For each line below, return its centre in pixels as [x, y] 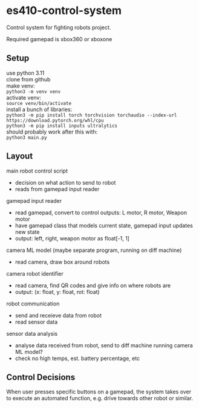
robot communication [33, 304]
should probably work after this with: [52, 132]
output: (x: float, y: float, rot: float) [57, 291]
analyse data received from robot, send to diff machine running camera [104, 345]
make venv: [21, 86]
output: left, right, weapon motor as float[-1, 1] [72, 238]
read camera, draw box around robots [62, 262]
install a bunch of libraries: [39, 109]
